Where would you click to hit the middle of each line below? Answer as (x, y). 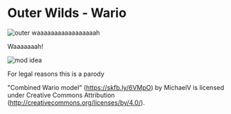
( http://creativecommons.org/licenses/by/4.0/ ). (76, 102)
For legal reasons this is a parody (56, 74)
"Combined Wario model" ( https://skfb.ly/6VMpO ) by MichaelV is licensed (116, 87)
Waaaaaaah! (26, 46)
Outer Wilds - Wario (67, 13)
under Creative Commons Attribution (61, 95)
